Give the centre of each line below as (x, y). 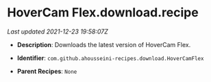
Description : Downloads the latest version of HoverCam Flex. (104, 44)
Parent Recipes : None (47, 71)
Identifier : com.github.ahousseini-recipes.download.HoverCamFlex (110, 58)
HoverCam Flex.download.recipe (103, 13)
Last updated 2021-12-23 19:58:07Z (58, 31)
